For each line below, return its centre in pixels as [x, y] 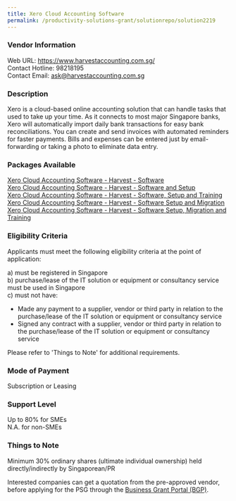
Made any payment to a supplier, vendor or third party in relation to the [120, 308]
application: [24, 259]
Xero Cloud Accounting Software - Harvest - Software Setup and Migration [116, 203]
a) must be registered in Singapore [57, 272]
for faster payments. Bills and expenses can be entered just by [98, 139]
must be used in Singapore [46, 287]
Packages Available [42, 165]
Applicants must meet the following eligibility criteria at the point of [105, 251]
